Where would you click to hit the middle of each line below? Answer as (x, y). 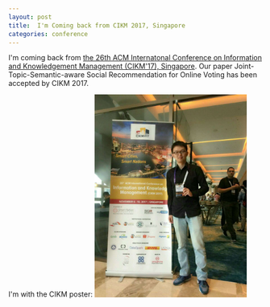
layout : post (30, 17)
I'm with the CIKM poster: (51, 294)
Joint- (244, 66)
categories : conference (48, 34)
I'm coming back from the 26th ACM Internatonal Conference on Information (135, 58)
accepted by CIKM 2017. (49, 84)
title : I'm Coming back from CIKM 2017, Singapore (97, 25)
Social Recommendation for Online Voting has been (172, 75)
